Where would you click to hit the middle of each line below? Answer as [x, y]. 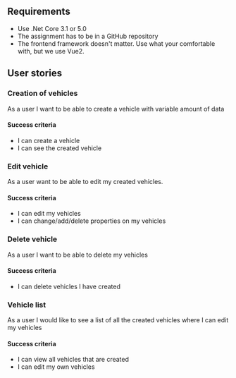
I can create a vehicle [49, 140]
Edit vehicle [28, 166]
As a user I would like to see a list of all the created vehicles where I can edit [118, 320]
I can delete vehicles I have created [69, 286]
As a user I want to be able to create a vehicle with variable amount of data [116, 109]
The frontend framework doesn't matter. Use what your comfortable [116, 43]
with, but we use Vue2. [51, 51]
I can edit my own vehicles [56, 367]
